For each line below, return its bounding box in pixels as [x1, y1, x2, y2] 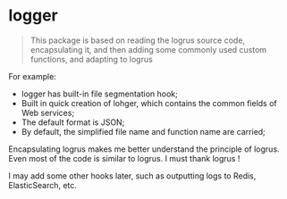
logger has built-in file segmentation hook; [21, 88, 178, 99]
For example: [8, 70, 57, 81]
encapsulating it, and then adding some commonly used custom [30, 44, 267, 54]
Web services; [21, 107, 75, 118]
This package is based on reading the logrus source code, [30, 35, 246, 46]
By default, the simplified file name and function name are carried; [21, 126, 266, 137]
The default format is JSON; [21, 117, 125, 128]
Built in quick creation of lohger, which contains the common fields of [21, 97, 278, 108]
